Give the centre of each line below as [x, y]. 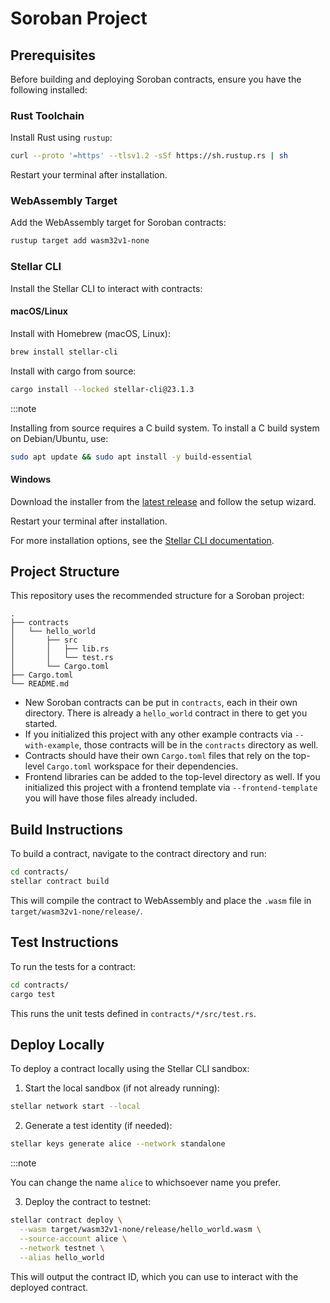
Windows [30, 479]
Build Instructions [67, 829]
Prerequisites [53, 55]
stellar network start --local [75, 1107]
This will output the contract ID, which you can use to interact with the [154, 1276]
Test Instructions [64, 942]
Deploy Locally [57, 1045]
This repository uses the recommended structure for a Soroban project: [157, 596]
